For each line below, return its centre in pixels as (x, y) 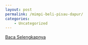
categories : (17, 19)
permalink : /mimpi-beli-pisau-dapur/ (44, 14)
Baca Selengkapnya (26, 37)
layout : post (19, 10)
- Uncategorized (31, 23)
